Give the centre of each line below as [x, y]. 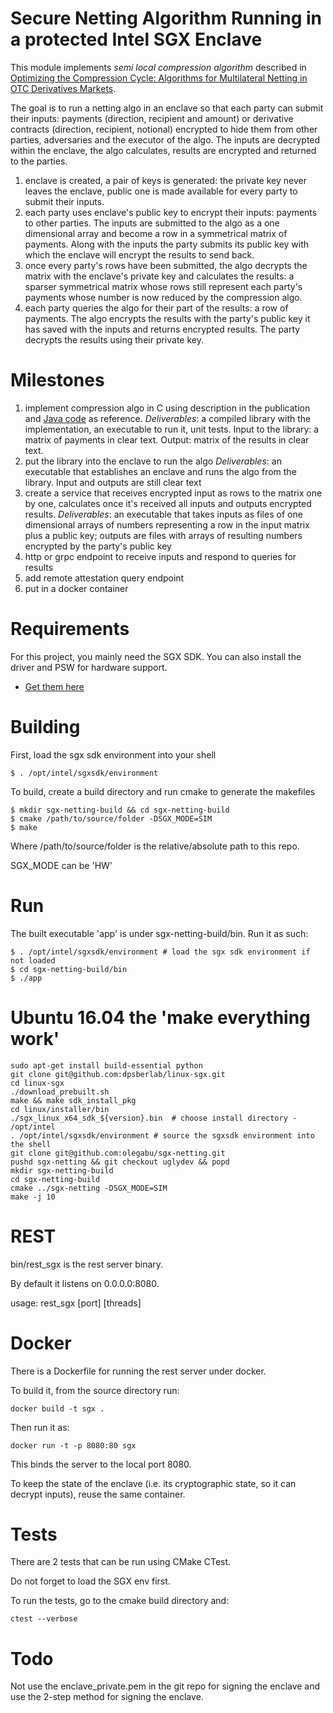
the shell [31, 1144]
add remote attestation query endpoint [104, 578]
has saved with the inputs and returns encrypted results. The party [162, 329]
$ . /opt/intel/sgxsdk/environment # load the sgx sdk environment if [160, 952]
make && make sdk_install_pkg [73, 1100]
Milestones [57, 380]
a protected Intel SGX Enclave [136, 39]
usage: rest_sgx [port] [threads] [76, 1303]
